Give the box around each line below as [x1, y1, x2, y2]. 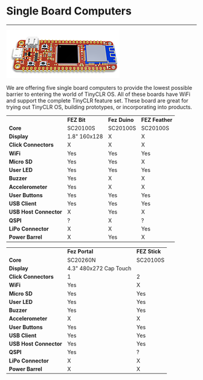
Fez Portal [67, 248, 94, 255]
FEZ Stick [136, 248, 161, 255]
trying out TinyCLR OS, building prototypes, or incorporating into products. [6, 103, 192, 110]
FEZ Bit [67, 116, 86, 123]
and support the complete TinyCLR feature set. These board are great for [6, 97, 188, 104]
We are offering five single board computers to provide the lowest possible [6, 84, 192, 91]
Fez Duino [108, 116, 134, 123]
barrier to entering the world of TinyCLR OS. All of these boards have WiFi [6, 90, 190, 98]
